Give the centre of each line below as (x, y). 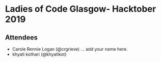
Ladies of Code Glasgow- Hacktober (80, 9)
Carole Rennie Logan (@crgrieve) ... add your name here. (70, 49)
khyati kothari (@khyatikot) (39, 54)
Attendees (21, 37)
